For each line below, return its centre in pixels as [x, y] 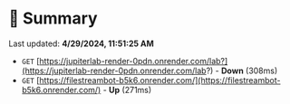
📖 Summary [53, 19]
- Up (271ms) [127, 90]
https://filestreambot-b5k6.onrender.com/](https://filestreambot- [160, 80]
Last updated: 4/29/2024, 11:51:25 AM [82, 43]
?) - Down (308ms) [242, 71]
